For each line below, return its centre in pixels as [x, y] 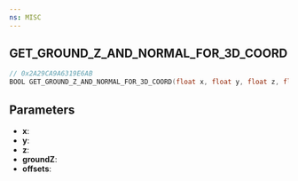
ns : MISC [25, 17]
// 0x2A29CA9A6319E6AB [51, 74]
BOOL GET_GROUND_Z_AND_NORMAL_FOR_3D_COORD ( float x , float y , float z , [144, 82]
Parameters [42, 110]
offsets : [36, 169]
